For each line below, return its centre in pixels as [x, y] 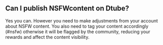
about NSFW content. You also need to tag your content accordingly [77, 26]
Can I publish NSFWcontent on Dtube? [67, 8]
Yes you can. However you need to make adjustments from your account [81, 20]
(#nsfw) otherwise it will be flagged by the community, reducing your [78, 31]
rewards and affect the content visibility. [47, 37]
